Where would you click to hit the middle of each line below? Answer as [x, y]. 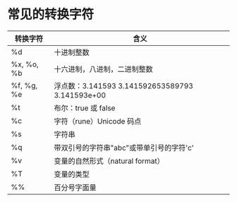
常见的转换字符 [51, 14]
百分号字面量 [75, 187]
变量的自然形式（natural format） [109, 161]
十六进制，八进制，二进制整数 [103, 69]
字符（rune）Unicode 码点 [98, 121]
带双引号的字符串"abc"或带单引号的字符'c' [124, 148]
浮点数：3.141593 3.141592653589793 [124, 85]
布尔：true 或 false [85, 108]
